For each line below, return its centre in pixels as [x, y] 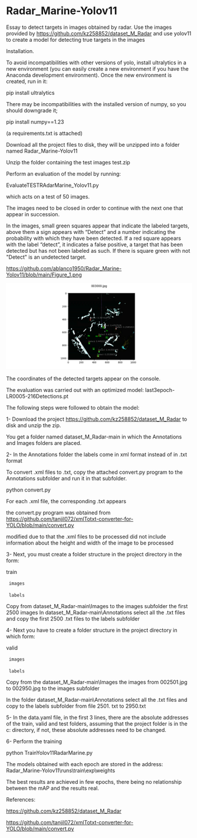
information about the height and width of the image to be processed [90, 543]
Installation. [20, 51]
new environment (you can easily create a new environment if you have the [97, 68]
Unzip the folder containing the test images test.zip [68, 162]
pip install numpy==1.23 [35, 121]
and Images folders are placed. [44, 443]
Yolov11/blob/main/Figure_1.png [44, 275]
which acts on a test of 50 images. [48, 196]
